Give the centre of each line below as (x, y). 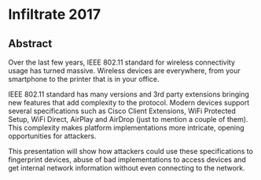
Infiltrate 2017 (54, 15)
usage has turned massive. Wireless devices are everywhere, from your (125, 71)
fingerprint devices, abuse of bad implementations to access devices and (127, 160)
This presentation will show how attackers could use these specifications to (131, 151)
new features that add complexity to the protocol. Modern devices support (129, 103)
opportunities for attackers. (52, 136)
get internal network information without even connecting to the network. (127, 168)
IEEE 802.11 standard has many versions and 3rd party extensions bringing (129, 94)
